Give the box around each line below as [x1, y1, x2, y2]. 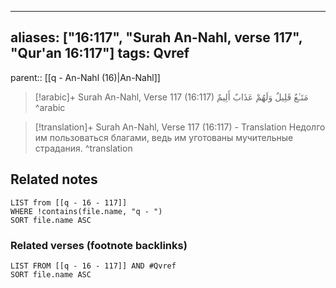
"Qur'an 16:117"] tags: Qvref [10, 45, 190, 62]
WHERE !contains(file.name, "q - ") [10, 206, 163, 216]
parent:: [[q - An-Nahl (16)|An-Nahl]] [10, 71, 161, 83]
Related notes [10, 171, 98, 188]
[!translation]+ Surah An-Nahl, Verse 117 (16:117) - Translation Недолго [34, 121, 326, 133]
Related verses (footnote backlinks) [10, 238, 188, 252]
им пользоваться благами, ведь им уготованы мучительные [34, 131, 294, 143]
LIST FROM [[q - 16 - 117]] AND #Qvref [10, 261, 177, 271]
